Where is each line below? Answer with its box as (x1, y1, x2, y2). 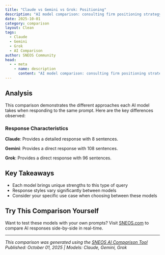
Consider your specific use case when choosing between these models (12, 192, 157, 199)
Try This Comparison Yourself (5, 207, 99, 215)
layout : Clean (5, 25, 34, 30)
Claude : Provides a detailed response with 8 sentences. (5, 136, 118, 142)
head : (5, 57, 16, 62)
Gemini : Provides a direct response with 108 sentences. (5, 145, 118, 151)
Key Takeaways (5, 169, 55, 178)
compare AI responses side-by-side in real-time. (5, 225, 103, 231)
